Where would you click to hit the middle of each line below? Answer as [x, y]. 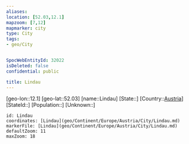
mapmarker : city [26, 28]
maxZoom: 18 [21, 136]
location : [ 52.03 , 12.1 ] [35, 17]
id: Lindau [19, 116]
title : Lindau [24, 82]
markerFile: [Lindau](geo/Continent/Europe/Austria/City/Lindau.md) [92, 126]
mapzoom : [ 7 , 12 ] [26, 22]
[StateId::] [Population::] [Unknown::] [51, 105]
